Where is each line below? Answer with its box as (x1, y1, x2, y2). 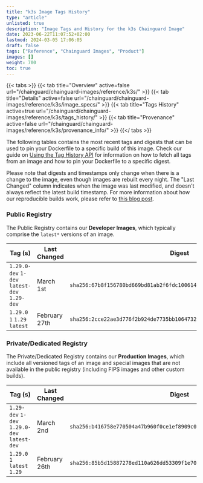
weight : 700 (6, 59, 36, 65)
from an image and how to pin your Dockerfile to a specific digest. (6, 158, 171, 165)
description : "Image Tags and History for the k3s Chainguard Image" (6, 25, 185, 32)
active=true (6, 107, 35, 115)
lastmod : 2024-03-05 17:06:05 (6, 37, 83, 43)
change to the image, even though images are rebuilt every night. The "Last (6, 176, 195, 183)
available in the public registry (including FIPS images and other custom (6, 366, 185, 373)
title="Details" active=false (6, 94, 73, 102)
